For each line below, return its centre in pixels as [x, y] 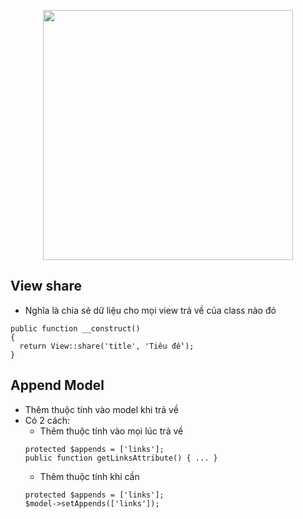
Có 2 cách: [47, 420]
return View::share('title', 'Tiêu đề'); [107, 346]
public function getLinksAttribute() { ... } [121, 458]
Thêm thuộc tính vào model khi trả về [101, 409]
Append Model [57, 385]
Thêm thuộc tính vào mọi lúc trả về [111, 431]
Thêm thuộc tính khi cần [89, 476]
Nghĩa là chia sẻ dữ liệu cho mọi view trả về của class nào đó [150, 310]
